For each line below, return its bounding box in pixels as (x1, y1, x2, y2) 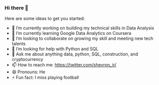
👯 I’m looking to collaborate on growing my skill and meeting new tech (11, 35, 154, 41)
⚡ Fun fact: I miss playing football (11, 75, 79, 81)
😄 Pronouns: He (11, 69, 45, 75)
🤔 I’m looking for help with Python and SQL (11, 46, 99, 52)
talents (11, 41, 26, 47)
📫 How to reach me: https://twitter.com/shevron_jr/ (11, 62, 116, 68)
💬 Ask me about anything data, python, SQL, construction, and (11, 51, 138, 57)
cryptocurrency (11, 57, 44, 62)
